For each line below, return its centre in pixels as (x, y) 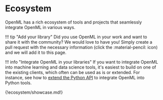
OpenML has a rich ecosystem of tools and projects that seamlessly (73, 22)
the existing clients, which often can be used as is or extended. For (73, 72)
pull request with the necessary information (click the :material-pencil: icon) (81, 47)
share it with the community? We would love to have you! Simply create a (79, 42)
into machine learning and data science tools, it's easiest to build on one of (81, 67)
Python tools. (18, 83)
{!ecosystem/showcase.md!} (34, 92)
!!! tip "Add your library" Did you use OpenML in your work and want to (76, 37)
